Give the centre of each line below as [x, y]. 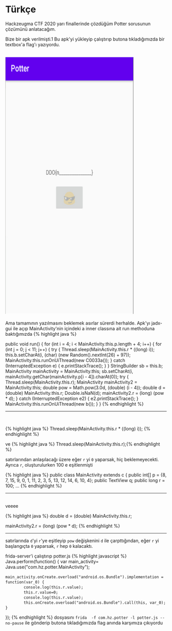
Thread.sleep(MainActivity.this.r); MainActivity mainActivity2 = [71, 382]
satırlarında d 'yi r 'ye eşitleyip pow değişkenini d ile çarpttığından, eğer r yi [82, 541]
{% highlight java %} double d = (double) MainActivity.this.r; [69, 516]
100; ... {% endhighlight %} [34, 486]
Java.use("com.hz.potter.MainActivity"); [48, 567]
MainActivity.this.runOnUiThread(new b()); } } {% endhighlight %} [75, 404]
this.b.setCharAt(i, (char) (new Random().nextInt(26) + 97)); [68, 355]
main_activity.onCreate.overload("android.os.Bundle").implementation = [84, 577]
